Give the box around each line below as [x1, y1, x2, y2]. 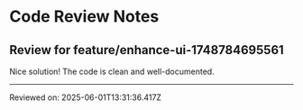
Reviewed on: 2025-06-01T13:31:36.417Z [9, 92, 162, 103]
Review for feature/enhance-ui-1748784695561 [9, 42, 284, 58]
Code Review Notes [9, 6, 160, 27]
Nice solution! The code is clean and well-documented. [9, 66, 215, 77]
